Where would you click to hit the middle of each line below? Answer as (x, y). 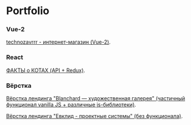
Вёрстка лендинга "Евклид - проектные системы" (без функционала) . (95, 116)
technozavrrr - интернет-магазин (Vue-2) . (59, 42)
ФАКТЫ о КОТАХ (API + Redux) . (46, 70)
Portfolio (28, 11)
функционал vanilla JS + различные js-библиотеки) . (71, 105)
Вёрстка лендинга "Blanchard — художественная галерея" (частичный (96, 98)
